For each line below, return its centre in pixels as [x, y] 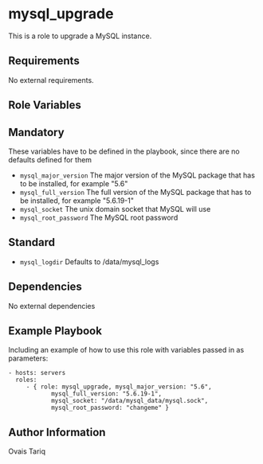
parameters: [28, 358]
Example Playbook [55, 331]
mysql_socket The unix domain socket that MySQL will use [115, 209]
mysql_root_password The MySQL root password [99, 217]
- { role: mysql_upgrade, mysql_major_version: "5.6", [119, 387]
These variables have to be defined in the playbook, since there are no [124, 151]
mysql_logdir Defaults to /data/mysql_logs [89, 261]
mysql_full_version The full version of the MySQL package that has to [135, 192]
